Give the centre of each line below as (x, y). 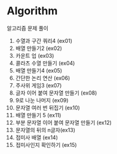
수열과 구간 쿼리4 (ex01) (44, 40)
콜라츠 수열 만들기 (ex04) (45, 63)
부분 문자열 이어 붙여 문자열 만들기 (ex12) (64, 122)
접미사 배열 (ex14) (37, 137)
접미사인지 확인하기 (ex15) (46, 144)
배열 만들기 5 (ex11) (38, 115)
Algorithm (32, 11)
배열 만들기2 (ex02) (39, 48)
